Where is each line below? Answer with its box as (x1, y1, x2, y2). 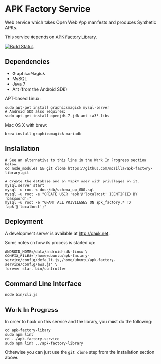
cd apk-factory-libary (5, 328, 51, 333)
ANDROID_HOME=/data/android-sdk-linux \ (5, 249, 88, 254)
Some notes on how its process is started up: (5, 240, 96, 246)
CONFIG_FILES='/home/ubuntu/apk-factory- (5, 254, 90, 258)
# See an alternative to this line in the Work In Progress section (5, 157, 146, 163)
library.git (5, 170, 29, 175)
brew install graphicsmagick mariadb (5, 131, 81, 136)
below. (5, 162, 18, 166)
